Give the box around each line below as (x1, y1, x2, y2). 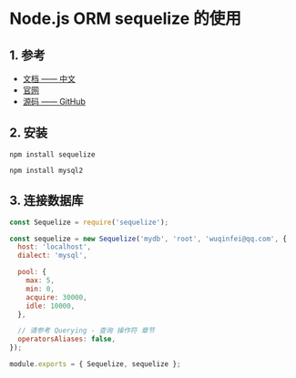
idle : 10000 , (26, 301, 76, 311)
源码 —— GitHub (22, 97, 87, 107)
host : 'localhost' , (17, 242, 92, 251)
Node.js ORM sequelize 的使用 (9, 8, 241, 29)
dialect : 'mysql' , (17, 251, 88, 261)
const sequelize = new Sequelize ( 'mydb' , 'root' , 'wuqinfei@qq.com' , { (9, 234, 287, 243)
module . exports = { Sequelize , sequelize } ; (9, 360, 181, 369)
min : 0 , (26, 284, 55, 293)
